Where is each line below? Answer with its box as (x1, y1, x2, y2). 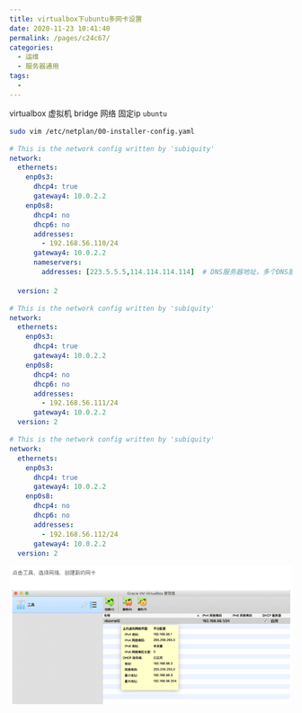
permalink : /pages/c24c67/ (9, 33, 111, 42)
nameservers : (32, 258, 83, 267)
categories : (9, 43, 54, 52)
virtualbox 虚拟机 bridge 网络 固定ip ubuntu (9, 108, 168, 119)
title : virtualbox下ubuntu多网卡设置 (9, 14, 143, 23)
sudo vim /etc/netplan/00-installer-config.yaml (9, 127, 195, 136)
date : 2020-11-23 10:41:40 (9, 23, 111, 33)
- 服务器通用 (17, 62, 60, 71)
